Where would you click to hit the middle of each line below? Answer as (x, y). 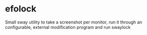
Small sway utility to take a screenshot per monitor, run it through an (74, 22)
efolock (21, 9)
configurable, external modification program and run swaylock (68, 27)
